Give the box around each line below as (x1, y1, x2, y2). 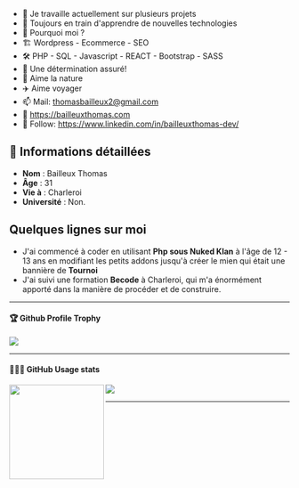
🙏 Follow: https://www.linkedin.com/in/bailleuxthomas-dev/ (21, 118, 239, 129)
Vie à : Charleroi (21, 187, 82, 198)
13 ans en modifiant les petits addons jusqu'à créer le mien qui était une (21, 255, 286, 266)
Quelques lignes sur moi (9, 223, 147, 238)
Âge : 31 (21, 177, 53, 188)
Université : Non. (21, 196, 86, 207)
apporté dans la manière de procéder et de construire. (21, 283, 222, 294)
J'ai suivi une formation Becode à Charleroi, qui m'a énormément (21, 274, 263, 285)
